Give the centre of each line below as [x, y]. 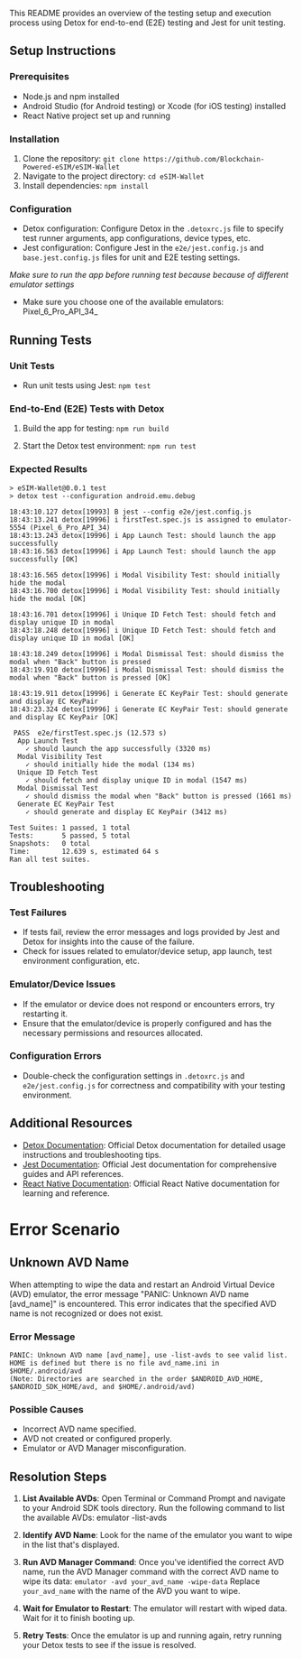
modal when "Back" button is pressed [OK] [90, 677]
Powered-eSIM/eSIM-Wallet [71, 167]
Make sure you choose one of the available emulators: [123, 302]
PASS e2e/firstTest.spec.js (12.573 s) [90, 733]
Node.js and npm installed [71, 96]
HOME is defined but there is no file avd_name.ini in [114, 1363]
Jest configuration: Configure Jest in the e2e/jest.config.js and [143, 248]
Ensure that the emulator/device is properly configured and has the [147, 1023]
